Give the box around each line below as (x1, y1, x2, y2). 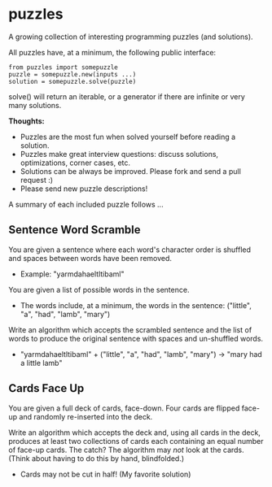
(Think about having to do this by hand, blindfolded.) (8, 453, 185, 463)
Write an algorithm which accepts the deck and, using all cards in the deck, (8, 428, 261, 437)
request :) (20, 175, 54, 185)
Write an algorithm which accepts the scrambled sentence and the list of (8, 324, 252, 334)
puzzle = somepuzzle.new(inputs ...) (8, 70, 137, 78)
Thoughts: (8, 115, 45, 126)
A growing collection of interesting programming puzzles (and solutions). (8, 32, 254, 41)
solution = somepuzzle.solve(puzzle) (8, 77, 137, 85)
